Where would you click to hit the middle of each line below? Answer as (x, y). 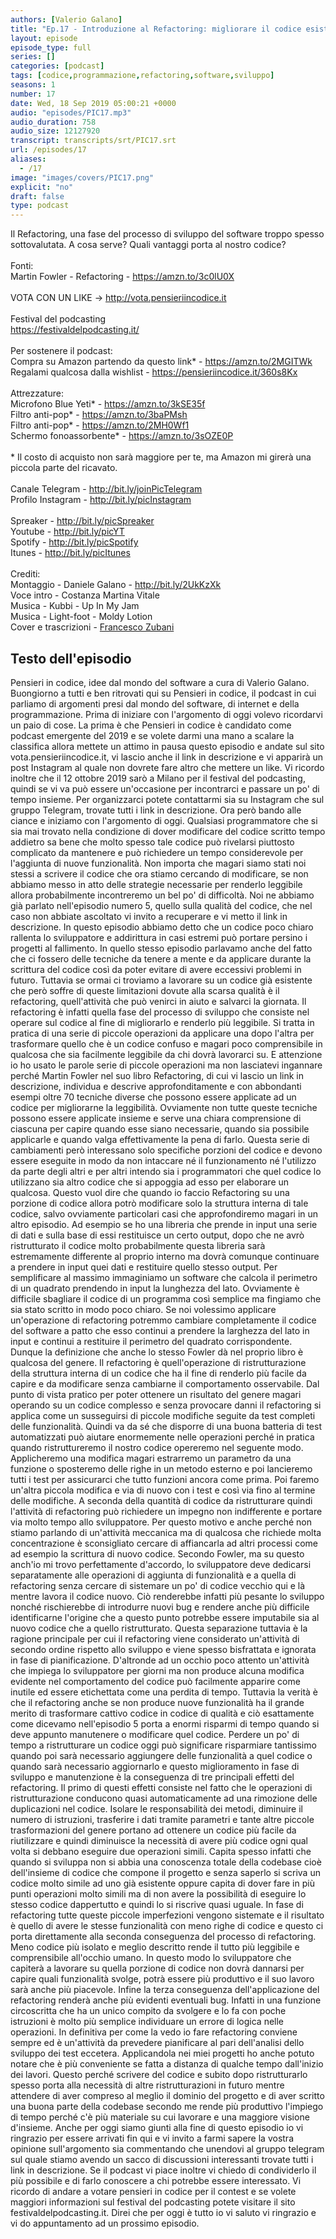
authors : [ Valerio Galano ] (66, 19)
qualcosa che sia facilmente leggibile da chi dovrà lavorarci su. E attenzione (166, 1054)
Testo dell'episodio (71, 658)
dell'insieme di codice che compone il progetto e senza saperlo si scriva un (165, 1872)
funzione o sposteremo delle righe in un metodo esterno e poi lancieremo (161, 1468)
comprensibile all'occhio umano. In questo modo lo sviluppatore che (151, 1957)
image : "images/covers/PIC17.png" (82, 177)
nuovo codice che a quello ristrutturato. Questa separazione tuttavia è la (159, 1628)
